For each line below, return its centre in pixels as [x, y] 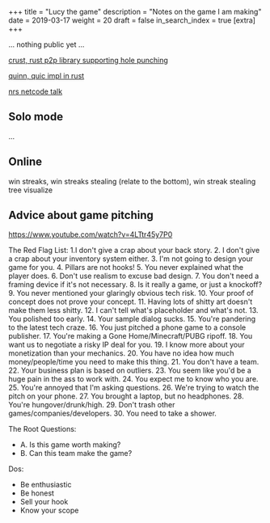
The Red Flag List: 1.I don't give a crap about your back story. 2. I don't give [134, 251]
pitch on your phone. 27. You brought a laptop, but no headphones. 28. [126, 396]
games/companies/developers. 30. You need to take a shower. [112, 413]
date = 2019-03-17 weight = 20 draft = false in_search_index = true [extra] [132, 20]
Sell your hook [44, 502]
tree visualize [31, 190]
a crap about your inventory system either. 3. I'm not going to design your [131, 259]
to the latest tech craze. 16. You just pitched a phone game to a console [127, 327]
